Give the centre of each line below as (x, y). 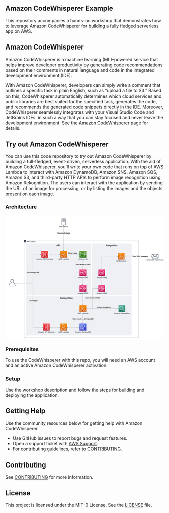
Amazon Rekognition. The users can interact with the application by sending (84, 183)
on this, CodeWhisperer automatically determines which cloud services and (83, 96)
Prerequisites (22, 349)
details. (13, 128)
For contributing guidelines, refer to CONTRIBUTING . (67, 449)
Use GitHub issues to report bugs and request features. (70, 438)
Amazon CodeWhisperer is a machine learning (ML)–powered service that (82, 59)
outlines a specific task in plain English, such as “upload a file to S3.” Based (83, 90)
